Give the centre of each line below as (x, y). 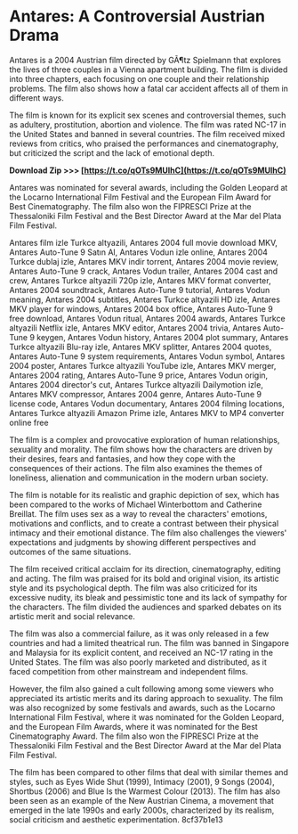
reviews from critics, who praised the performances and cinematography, (144, 143)
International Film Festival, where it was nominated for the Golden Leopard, (147, 717)
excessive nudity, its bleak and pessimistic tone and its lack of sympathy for (148, 597)
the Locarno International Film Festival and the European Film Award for (140, 197)
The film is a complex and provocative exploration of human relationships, (145, 439)
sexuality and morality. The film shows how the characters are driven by (141, 449)
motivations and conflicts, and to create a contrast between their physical (144, 523)
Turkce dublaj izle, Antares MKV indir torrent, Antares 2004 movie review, (144, 261)
